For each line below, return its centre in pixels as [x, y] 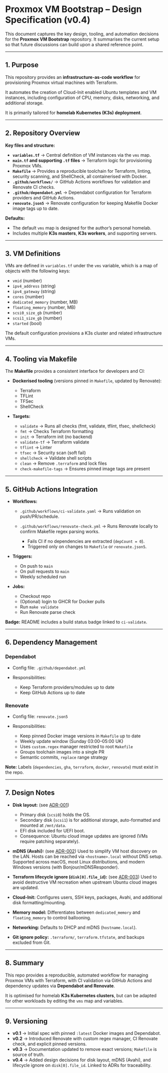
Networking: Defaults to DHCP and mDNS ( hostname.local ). [74, 927]
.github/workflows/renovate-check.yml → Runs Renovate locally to [89, 526]
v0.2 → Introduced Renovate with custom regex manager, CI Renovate [85, 1039]
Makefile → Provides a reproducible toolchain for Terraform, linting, [82, 171]
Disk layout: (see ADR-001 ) [41, 805]
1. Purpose [22, 65]
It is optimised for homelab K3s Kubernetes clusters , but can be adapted [81, 995]
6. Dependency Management [51, 642]
